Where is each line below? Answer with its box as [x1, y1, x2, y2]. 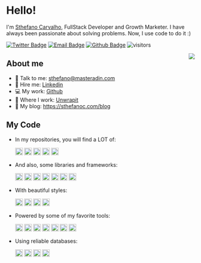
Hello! [6, 4, 36, 17]
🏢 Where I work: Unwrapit [14, 96, 79, 103]
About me [6, 59, 44, 69]
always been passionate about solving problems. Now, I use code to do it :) [6, 29, 191, 36]
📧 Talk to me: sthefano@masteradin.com [14, 74, 115, 81]
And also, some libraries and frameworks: [14, 161, 118, 168]
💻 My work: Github [14, 87, 63, 94]
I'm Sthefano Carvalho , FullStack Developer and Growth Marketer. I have [6, 23, 185, 30]
